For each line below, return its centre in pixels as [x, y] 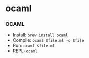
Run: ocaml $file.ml [34, 46]
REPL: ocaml [25, 51]
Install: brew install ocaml [40, 35]
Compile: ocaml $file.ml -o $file [48, 40]
